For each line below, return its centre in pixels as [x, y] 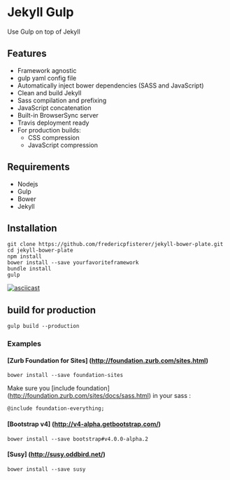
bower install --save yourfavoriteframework [73, 263]
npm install [24, 256]
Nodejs [28, 184]
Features [27, 54]
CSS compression [53, 137]
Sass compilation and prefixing [62, 100]
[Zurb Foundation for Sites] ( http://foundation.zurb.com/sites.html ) [108, 360]
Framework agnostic [47, 70]
